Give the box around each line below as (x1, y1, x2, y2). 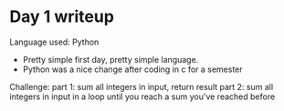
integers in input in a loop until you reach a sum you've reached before (9, 91, 276, 102)
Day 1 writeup (9, 6, 114, 27)
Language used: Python (9, 36, 100, 47)
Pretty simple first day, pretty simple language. (22, 54, 199, 65)
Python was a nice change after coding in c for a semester (22, 64, 244, 75)
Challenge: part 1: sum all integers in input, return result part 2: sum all (9, 81, 274, 92)
